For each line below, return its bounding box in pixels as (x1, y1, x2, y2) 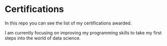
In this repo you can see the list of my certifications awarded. (5, 20, 132, 26)
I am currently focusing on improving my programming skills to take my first (5, 29, 162, 35)
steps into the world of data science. (5, 35, 81, 41)
